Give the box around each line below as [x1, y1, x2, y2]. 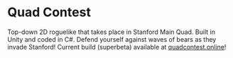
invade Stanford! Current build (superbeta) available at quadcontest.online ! [7, 42, 227, 51]
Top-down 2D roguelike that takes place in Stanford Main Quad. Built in [7, 28, 215, 36]
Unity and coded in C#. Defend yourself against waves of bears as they [7, 35, 217, 43]
